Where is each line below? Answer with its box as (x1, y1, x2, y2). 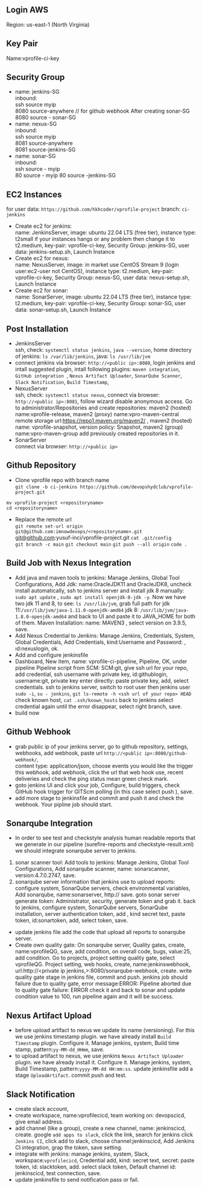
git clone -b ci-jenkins (14, 484, 78, 490)
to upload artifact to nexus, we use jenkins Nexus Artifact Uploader (14, 1052, 184, 1059)
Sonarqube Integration (6, 818, 93, 829)
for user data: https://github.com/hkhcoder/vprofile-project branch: (6, 205, 181, 213)
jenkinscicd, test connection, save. (14, 1169, 101, 1177)
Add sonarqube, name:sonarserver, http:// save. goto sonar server (14, 891, 180, 898)
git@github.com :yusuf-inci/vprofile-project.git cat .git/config (14, 534, 172, 541)
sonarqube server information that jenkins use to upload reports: (14, 878, 176, 886)
